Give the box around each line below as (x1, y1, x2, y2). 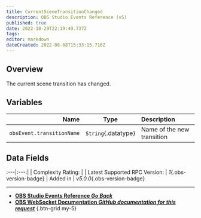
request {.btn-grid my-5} (14, 205, 77, 212)
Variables (6, 97, 43, 108)
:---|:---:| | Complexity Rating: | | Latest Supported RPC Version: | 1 (6, 168, 171, 176)
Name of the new (141, 125, 190, 133)
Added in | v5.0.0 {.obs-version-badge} (49, 175, 145, 182)
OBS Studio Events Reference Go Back (14, 192, 112, 199)
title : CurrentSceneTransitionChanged (6, 8, 103, 15)
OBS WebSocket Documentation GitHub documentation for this (14, 198, 176, 206)
